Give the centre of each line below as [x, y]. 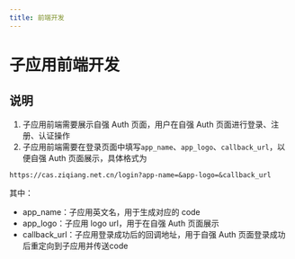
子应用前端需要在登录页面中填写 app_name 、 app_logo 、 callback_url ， [150, 147]
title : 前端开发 [37, 18]
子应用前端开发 [65, 65]
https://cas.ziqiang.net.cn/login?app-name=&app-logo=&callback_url [140, 175]
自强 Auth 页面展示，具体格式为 [89, 157]
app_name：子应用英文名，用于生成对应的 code [111, 211]
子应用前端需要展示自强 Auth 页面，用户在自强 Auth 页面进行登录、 [147, 124]
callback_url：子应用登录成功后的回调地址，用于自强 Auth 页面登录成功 [154, 234]
